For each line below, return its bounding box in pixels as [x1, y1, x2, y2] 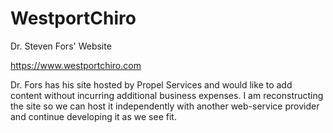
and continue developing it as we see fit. [10, 110, 177, 122]
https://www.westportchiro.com [10, 59, 142, 71]
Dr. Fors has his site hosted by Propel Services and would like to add [10, 78, 293, 91]
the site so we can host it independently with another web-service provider [10, 100, 320, 112]
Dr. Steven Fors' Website [10, 40, 112, 52]
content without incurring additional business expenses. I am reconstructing [10, 89, 324, 101]
